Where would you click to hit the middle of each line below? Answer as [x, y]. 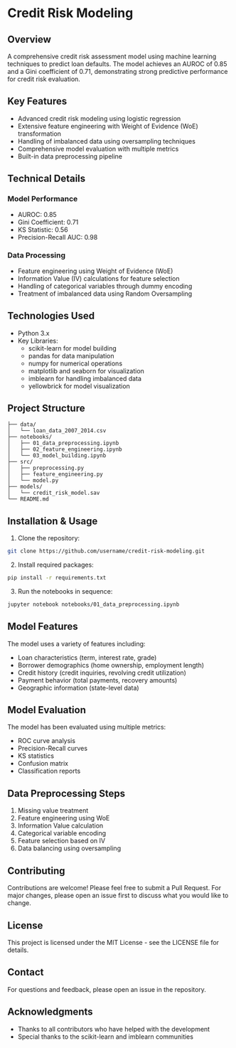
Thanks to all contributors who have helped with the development [114, 1029]
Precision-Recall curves [52, 749]
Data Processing [37, 255]
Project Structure [46, 408]
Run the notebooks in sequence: [65, 591]
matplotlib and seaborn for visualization [86, 370]
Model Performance [43, 199]
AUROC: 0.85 [37, 214]
